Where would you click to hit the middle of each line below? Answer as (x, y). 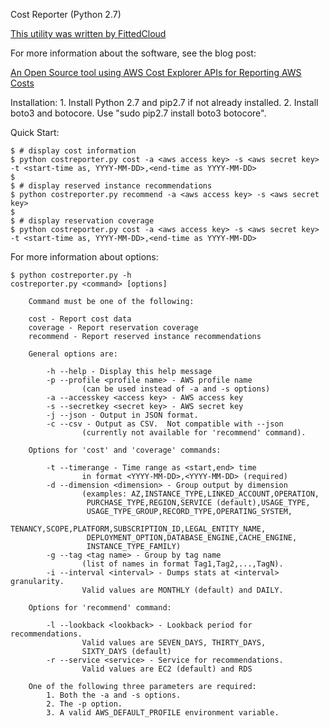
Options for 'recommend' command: (100, 608)
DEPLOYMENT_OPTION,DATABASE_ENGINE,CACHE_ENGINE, (192, 538)
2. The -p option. (84, 704)
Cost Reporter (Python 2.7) (66, 14)
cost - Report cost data (80, 319)
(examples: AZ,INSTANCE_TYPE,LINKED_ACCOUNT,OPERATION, (200, 494)
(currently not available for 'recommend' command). (194, 433)
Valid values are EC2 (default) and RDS (167, 669)
